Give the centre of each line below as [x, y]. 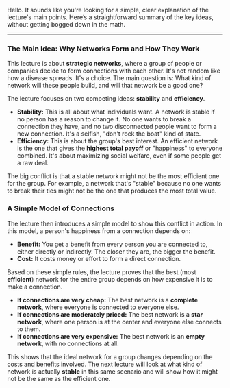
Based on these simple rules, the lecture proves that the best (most [102, 272]
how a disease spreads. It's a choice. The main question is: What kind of [109, 78]
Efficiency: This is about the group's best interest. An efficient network [117, 141]
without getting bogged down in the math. [66, 24]
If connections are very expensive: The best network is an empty [111, 336]
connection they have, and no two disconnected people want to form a [117, 127]
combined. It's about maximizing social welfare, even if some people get [119, 156]
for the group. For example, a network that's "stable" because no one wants [114, 184]
